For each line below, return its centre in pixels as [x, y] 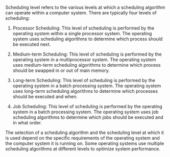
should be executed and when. [45, 97]
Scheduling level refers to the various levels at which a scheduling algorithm [85, 7]
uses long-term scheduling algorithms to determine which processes [85, 91]
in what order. [27, 123]
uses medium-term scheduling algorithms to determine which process [87, 65]
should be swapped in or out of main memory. [61, 70]
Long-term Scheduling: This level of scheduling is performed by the [84, 80]
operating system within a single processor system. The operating [82, 33]
